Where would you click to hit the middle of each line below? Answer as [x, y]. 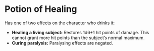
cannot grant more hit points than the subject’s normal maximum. [78, 38]
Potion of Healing [41, 9]
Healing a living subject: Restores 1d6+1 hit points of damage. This [80, 32]
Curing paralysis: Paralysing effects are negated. [62, 43]
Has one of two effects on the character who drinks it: [60, 23]
